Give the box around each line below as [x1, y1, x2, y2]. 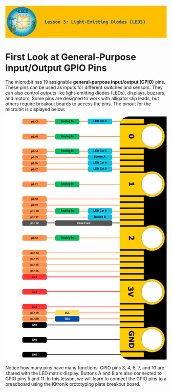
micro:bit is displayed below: [5, 106, 66, 113]
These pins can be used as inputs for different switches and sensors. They [5, 84, 163, 90]
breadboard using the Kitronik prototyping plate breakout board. [5, 381, 141, 387]
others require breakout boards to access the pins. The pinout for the [5, 101, 152, 107]
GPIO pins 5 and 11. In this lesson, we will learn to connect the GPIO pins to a [5, 376, 167, 382]
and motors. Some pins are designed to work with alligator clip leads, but [5, 96, 159, 102]
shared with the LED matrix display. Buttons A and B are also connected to [5, 370, 162, 377]
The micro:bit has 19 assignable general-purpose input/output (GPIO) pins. [5, 79, 165, 85]
